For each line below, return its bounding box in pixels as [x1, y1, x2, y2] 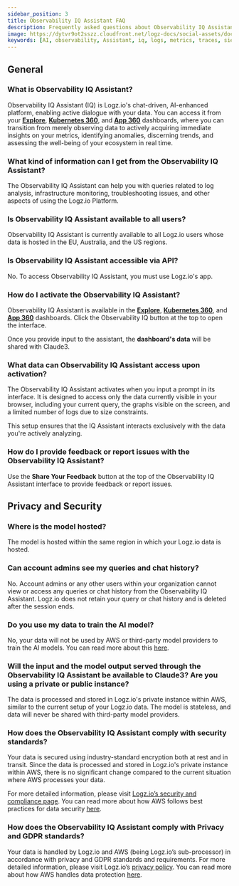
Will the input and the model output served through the [7, 661, 201, 671]
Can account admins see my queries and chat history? [7, 563, 199, 573]
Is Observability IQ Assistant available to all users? [7, 214, 186, 224]
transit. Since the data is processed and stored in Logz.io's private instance [7, 761, 228, 769]
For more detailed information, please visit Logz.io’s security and [7, 789, 197, 798]
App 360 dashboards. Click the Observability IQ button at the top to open [7, 314, 223, 322]
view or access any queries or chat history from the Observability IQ [7, 586, 208, 595]
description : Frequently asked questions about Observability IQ [7, 23, 205, 31]
